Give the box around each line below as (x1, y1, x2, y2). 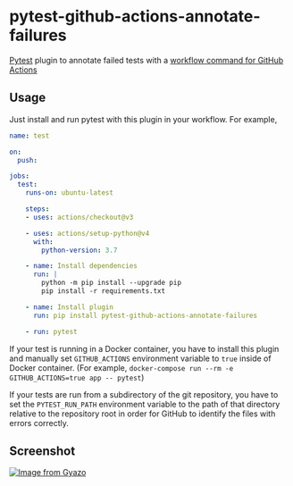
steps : (25, 205, 50, 214)
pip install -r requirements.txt (41, 287, 166, 296)
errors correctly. (9, 417, 70, 428)
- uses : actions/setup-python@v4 (25, 229, 150, 238)
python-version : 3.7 (41, 246, 118, 255)
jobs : (9, 172, 29, 180)
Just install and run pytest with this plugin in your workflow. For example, (9, 113, 278, 124)
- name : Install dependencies (25, 262, 138, 271)
